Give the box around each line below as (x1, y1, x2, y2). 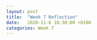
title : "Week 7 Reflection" (6, 14, 78, 20)
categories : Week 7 (6, 25, 54, 31)
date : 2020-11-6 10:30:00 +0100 (6, 19, 92, 25)
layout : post (6, 8, 38, 15)
